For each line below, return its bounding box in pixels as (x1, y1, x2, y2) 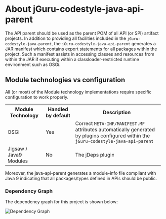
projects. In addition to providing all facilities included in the (5, 35, 126, 41)
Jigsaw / (7, 145, 28, 152)
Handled (47, 106, 68, 113)
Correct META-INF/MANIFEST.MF (75, 120, 145, 126)
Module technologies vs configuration (5, 76, 125, 84)
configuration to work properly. (5, 94, 69, 100)
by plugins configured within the (75, 132, 150, 139)
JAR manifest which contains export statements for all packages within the (5, 46, 157, 52)
